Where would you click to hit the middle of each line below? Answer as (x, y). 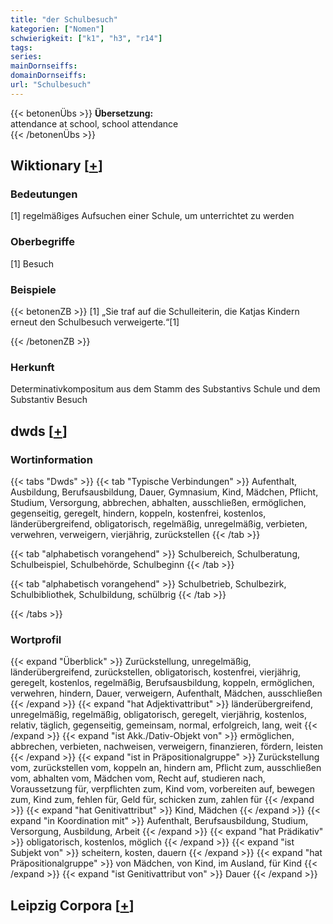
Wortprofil (36, 639)
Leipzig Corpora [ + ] (72, 905)
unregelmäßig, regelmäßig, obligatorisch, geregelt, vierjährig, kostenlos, (158, 715)
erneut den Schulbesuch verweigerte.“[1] (95, 322)
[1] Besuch (32, 263)
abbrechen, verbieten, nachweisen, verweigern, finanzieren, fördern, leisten (167, 747)
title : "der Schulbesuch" (64, 19)
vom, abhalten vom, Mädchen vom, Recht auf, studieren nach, (138, 778)
